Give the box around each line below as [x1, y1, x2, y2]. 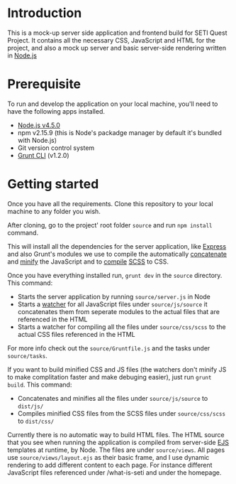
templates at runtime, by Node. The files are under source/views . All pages [7, 446, 225, 454]
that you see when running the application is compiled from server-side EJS [7, 438, 229, 446]
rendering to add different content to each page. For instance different [7, 461, 213, 469]
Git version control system [17, 144, 95, 152]
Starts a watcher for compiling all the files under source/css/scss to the [17, 322, 226, 331]
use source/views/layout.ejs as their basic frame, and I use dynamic [7, 453, 210, 461]
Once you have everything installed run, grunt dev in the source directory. [7, 271, 223, 279]
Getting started [7, 176, 99, 193]
